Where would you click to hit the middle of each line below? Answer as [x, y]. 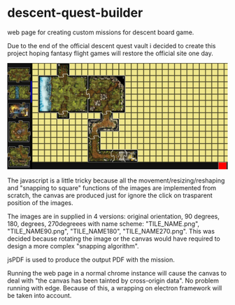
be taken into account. [40, 296]
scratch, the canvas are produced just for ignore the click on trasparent [110, 196]
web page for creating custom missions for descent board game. [101, 32]
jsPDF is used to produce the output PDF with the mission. [91, 260]
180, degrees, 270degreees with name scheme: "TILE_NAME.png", [104, 224]
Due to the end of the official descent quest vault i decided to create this [112, 45]
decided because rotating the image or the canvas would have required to [114, 239]
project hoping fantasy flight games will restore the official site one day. [110, 53]
